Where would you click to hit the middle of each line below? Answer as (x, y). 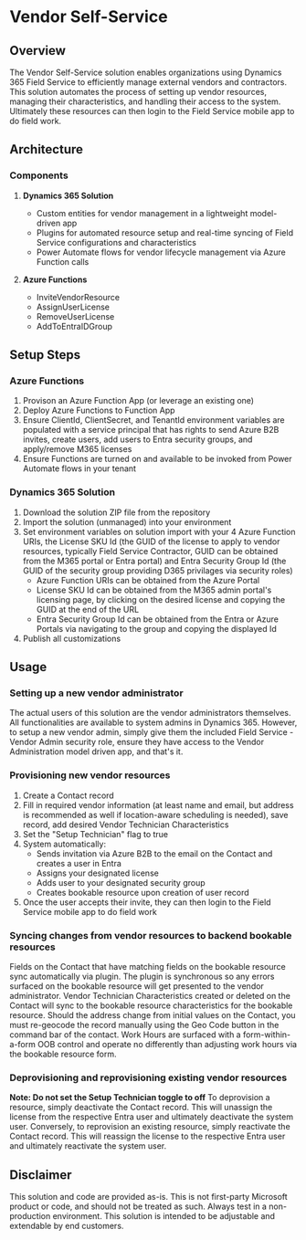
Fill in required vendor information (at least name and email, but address (158, 804)
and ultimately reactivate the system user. (88, 1146)
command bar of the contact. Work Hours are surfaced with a (125, 1035)
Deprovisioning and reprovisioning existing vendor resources (148, 1077)
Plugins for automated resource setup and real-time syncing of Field (165, 232)
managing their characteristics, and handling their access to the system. (145, 101)
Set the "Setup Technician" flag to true (95, 834)
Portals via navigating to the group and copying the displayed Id (156, 628)
